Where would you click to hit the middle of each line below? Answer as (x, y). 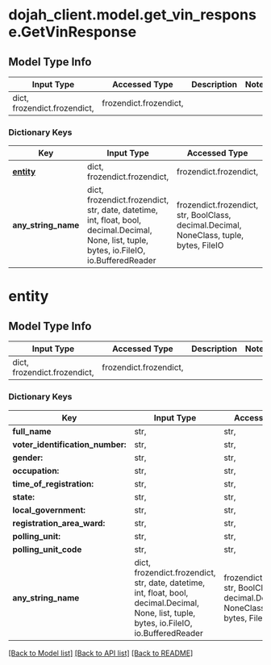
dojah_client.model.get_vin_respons (132, 15)
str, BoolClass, (204, 215)
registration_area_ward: (59, 523)
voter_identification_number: (69, 444)
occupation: (36, 471)
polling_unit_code (47, 549)
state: (23, 496)
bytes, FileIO (200, 245)
